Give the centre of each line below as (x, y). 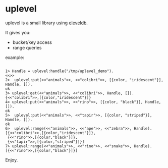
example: (15, 57)
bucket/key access (32, 42)
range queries (27, 47)
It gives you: (18, 32)
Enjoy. (12, 160)
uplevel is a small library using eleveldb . (47, 23)
